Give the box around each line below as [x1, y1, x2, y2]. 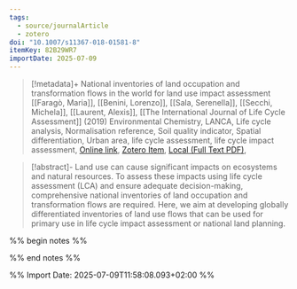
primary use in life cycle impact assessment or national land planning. [30, 218, 286, 229]
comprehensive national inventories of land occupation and [30, 190, 248, 200]
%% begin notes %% [9, 236, 88, 246]
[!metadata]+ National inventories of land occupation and [30, 79, 241, 89]
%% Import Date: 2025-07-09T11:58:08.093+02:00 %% [9, 269, 215, 280]
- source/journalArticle [17, 21, 109, 30]
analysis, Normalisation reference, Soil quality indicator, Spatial [30, 126, 262, 136]
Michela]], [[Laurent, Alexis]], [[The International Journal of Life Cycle [30, 107, 285, 117]
